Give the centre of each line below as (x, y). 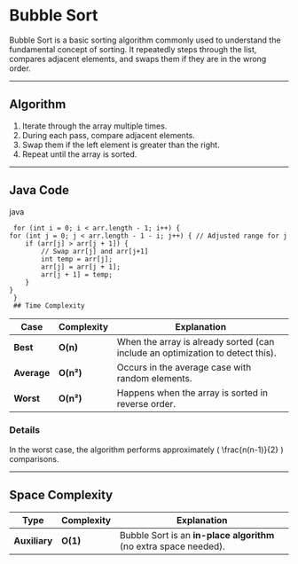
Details (25, 430)
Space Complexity (61, 495)
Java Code (39, 190)
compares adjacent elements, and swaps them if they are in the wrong (138, 59)
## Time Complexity (49, 305)
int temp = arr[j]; (77, 259)
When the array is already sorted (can (196, 341)
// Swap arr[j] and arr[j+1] (95, 251)
